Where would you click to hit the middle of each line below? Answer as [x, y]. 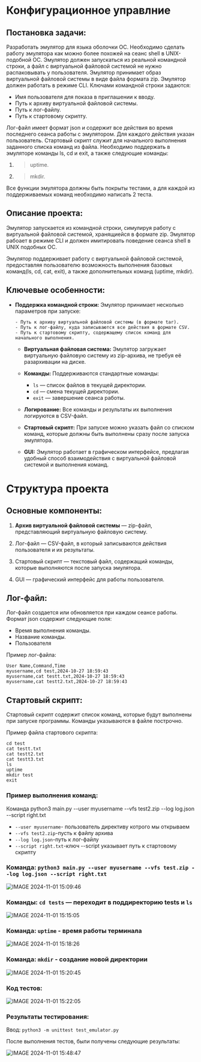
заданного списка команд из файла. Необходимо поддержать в [88, 147]
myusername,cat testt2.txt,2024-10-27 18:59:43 [67, 682]
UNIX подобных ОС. [32, 247]
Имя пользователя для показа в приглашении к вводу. [85, 97]
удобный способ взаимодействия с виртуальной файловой [100, 458]
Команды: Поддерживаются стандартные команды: [91, 373]
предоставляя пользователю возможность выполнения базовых [89, 265]
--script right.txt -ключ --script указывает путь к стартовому [96, 846]
